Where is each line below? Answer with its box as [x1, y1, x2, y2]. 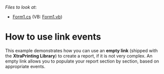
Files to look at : [5, 4, 37, 10]
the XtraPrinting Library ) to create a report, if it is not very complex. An [5, 53, 152, 59]
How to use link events [5, 31, 101, 43]
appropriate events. [5, 63, 45, 69]
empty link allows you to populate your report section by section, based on [5, 58, 159, 64]
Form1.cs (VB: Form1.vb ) [12, 14, 62, 19]
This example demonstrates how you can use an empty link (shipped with [5, 47, 158, 54]
